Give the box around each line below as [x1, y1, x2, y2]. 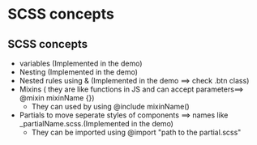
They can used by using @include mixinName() [31, 102, 190, 111]
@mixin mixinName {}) [19, 93, 95, 102]
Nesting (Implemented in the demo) [19, 67, 139, 77]
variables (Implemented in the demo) [19, 58, 143, 68]
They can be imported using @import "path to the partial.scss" [31, 127, 242, 137]
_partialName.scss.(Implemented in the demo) [19, 119, 173, 128]
